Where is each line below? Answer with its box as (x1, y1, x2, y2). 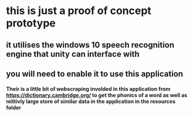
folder (6, 104, 22, 111)
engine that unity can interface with (6, 49, 140, 59)
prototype (6, 16, 56, 30)
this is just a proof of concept (6, 4, 151, 18)
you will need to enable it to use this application (6, 69, 184, 79)
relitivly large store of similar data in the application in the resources (6, 98, 176, 105)
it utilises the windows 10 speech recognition (6, 40, 175, 50)
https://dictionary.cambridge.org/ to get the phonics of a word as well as (6, 91, 188, 98)
